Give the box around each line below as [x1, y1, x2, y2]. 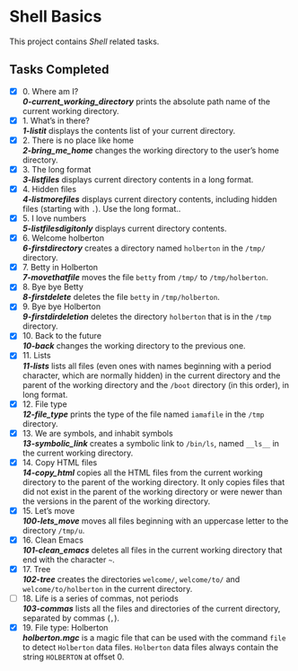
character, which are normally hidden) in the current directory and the [22, 370, 281, 381]
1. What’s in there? [22, 115, 90, 126]
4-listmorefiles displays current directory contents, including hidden [22, 194, 277, 205]
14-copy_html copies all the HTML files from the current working [22, 467, 263, 478]
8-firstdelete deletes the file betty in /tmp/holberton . [22, 292, 220, 303]
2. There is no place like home [22, 135, 135, 146]
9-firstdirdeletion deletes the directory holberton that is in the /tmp [22, 312, 272, 322]
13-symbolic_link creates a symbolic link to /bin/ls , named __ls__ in [22, 437, 280, 448]
